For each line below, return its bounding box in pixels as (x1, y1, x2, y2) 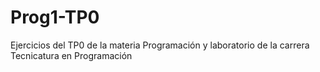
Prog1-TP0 (10, 6, 100, 29)
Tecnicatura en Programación (10, 49, 133, 61)
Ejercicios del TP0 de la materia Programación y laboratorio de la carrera (10, 39, 310, 51)
